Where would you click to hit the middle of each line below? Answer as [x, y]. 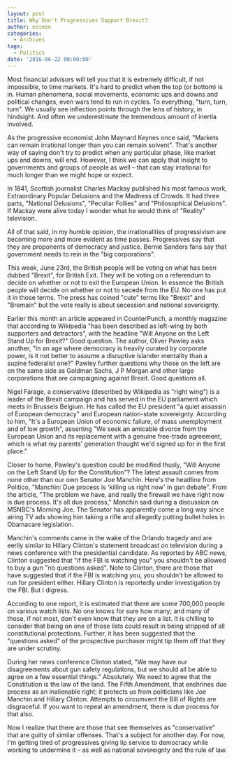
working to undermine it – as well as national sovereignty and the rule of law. [117, 750]
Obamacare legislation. [41, 524]
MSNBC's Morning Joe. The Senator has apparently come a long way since [116, 509]
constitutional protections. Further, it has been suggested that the [101, 633]
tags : [15, 46]
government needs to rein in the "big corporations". [81, 254]
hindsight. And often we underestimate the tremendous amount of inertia [112, 116]
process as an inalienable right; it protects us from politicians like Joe [107, 692]
